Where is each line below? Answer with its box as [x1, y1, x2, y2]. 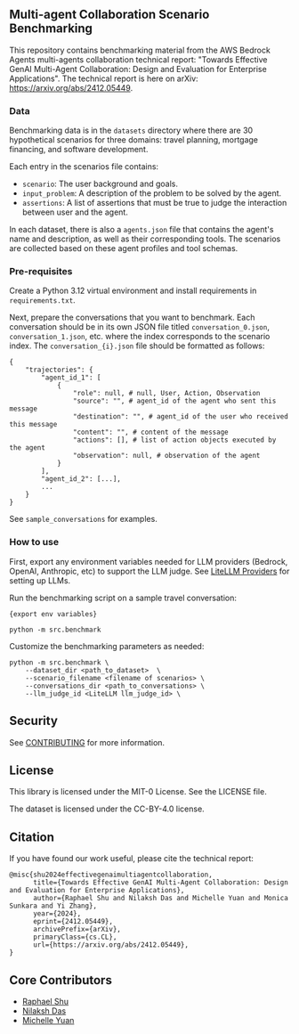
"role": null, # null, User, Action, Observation [72, 389, 261, 398]
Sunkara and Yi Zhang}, [9, 901, 98, 911]
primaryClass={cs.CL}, [32, 932, 117, 942]
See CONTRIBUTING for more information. [9, 737, 166, 747]
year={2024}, [32, 909, 82, 918]
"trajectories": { [25, 365, 93, 375]
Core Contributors [9, 973, 113, 988]
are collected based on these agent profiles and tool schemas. [9, 243, 238, 254]
